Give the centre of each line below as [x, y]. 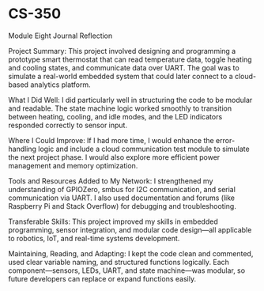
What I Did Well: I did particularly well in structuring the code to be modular [130, 100]
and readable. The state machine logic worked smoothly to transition [120, 108]
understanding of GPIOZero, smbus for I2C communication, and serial [122, 189]
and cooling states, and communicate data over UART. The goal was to [124, 67]
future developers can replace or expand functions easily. [102, 278]
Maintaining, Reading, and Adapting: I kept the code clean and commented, [131, 253]
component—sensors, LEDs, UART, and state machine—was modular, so [127, 270]
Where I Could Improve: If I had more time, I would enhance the [111, 140]
